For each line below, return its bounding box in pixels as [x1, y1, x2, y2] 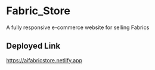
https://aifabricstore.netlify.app [6, 56, 82, 63]
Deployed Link [6, 41, 61, 51]
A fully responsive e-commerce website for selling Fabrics [6, 24, 150, 31]
